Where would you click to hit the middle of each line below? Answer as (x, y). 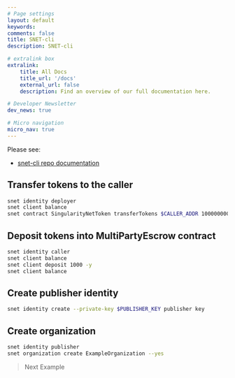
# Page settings (31, 14)
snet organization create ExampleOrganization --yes (86, 354)
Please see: (24, 149)
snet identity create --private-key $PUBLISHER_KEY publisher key (106, 309)
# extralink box (31, 59)
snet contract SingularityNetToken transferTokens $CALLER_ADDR (103, 214)
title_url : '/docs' (48, 78)
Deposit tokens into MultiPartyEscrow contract (112, 236)
